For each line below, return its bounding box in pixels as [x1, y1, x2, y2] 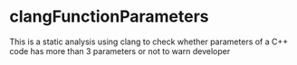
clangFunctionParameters [9, 6, 210, 27]
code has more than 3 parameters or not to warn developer [9, 45, 231, 56]
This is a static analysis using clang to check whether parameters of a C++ [9, 36, 289, 47]
